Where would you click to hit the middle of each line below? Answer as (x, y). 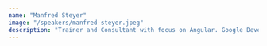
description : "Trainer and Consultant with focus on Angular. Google (126, 30)
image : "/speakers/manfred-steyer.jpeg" (76, 23)
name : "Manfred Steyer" (48, 15)
